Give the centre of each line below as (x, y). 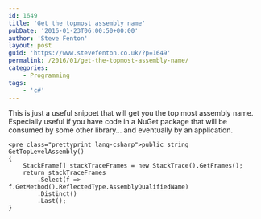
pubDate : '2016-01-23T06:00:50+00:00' (73, 30)
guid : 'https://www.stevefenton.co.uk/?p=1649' (90, 53)
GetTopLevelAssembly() (46, 152)
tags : (17, 83)
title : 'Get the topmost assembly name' (77, 23)
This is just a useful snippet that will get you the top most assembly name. (131, 113)
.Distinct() (58, 194)
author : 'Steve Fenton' (48, 38)
